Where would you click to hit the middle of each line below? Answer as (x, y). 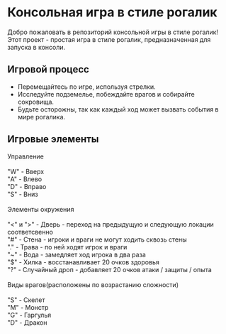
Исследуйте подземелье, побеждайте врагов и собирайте (106, 94)
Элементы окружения (41, 209)
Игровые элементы (53, 139)
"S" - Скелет (26, 300)
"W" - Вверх (26, 171)
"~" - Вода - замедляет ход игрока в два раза (77, 254)
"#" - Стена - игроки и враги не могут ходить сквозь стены (97, 239)
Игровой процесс (49, 69)
